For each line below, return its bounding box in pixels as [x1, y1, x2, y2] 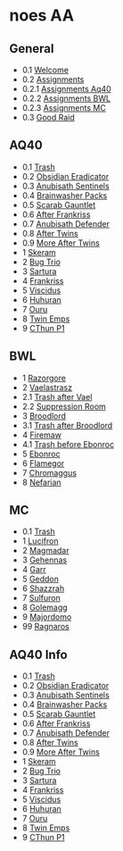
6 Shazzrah [21, 583, 65, 594]
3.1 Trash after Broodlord [21, 420, 113, 430]
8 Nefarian [21, 477, 61, 488]
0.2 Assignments [21, 74, 85, 85]
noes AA [9, 5, 74, 26]
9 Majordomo [21, 612, 72, 622]
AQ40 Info [9, 647, 69, 662]
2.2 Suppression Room [21, 401, 107, 412]
